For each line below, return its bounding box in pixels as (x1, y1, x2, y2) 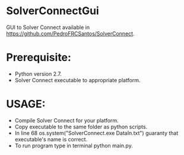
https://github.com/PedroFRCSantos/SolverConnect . (6, 30, 135, 37)
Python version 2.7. (14, 70, 62, 77)
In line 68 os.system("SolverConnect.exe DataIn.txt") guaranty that (14, 129, 179, 137)
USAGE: (6, 98, 46, 111)
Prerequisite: (6, 51, 71, 64)
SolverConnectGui (6, 4, 99, 18)
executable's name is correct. (14, 135, 88, 143)
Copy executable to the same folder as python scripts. (14, 123, 148, 130)
